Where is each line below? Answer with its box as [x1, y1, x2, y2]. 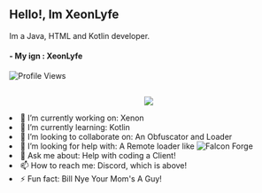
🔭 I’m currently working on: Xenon [20, 112, 144, 123]
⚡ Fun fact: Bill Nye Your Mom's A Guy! [20, 174, 162, 184]
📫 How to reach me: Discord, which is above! [20, 160, 188, 171]
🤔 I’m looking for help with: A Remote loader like [20, 141, 195, 151]
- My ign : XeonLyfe [9, 50, 83, 61]
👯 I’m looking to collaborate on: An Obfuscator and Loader [20, 132, 233, 143]
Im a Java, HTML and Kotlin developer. [9, 30, 150, 41]
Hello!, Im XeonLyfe [9, 7, 119, 22]
